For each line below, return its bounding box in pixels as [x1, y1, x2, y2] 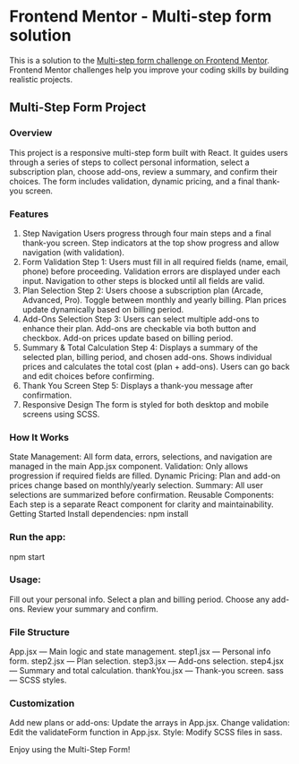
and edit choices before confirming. [21, 370, 155, 382]
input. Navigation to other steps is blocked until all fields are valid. [21, 275, 266, 286]
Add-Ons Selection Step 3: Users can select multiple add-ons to [21, 313, 260, 324]
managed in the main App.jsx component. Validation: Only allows [9, 461, 249, 472]
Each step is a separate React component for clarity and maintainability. [9, 499, 275, 510]
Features [9, 208, 49, 220]
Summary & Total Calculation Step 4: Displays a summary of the [21, 342, 258, 353]
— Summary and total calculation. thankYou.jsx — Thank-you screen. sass [9, 665, 284, 676]
